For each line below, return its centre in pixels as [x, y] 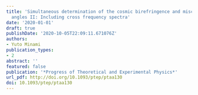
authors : [17, 39]
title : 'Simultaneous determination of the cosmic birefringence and [93, 12]
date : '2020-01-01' [30, 22]
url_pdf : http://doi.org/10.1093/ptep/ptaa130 [64, 77]
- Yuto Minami [24, 45]
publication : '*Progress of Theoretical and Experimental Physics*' [92, 72]
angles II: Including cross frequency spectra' [71, 17]
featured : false [26, 66]
